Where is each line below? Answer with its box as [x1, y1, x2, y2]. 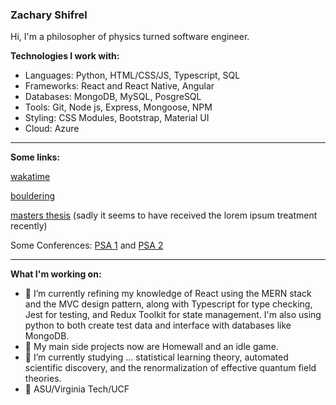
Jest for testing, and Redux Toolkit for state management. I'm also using [24, 309, 322, 321]
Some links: [10, 151, 61, 163]
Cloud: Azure [24, 123, 80, 135]
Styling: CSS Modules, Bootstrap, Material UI [24, 112, 210, 124]
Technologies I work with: [10, 50, 120, 62]
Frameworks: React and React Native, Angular [24, 80, 215, 92]
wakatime [10, 171, 51, 183]
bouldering [10, 190, 56, 202]
